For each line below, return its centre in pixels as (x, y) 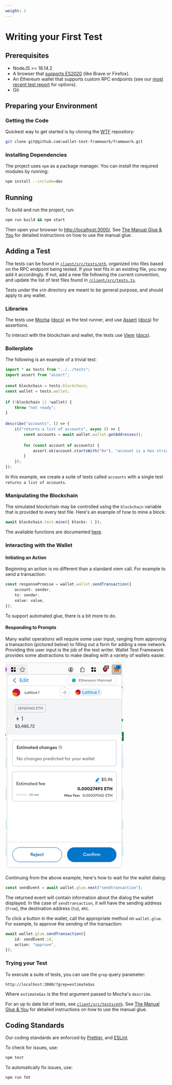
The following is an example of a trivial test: (51, 359)
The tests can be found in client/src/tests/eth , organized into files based (84, 264)
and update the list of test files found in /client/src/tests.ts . (71, 280)
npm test (15, 1058)
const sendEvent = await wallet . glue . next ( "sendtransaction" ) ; (74, 888)
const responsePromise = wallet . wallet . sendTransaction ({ (68, 585)
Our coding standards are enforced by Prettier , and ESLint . (67, 1038)
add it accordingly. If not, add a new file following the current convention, (82, 274)
